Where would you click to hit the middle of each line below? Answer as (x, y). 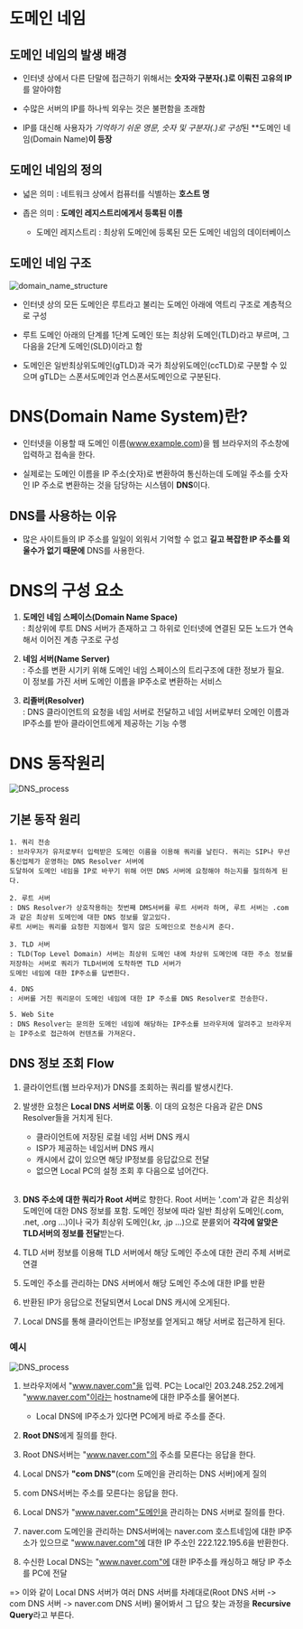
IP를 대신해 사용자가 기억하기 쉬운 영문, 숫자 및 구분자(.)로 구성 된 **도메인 (151, 128)
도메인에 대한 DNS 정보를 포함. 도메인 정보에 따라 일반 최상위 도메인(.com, (153, 1210)
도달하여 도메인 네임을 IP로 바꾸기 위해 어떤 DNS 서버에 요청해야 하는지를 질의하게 (143, 871)
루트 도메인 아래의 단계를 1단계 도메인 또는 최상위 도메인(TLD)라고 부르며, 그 (156, 334)
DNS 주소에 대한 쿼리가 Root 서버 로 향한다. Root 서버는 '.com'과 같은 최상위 (156, 1199)
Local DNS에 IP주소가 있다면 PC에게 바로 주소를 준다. (130, 1416)
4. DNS (22, 990)
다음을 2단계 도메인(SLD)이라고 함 (82, 346)
